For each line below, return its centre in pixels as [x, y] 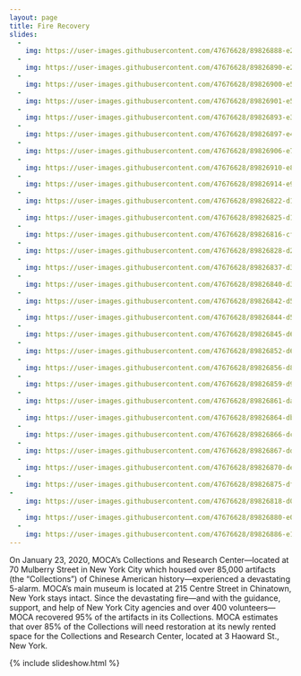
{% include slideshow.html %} [64, 663]
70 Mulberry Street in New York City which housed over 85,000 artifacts [142, 569]
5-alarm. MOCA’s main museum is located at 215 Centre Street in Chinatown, [150, 588]
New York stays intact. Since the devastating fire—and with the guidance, [145, 598]
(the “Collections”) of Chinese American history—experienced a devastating [150, 578]
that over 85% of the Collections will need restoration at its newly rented [142, 626]
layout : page [34, 17]
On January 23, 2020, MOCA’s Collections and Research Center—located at [149, 559]
